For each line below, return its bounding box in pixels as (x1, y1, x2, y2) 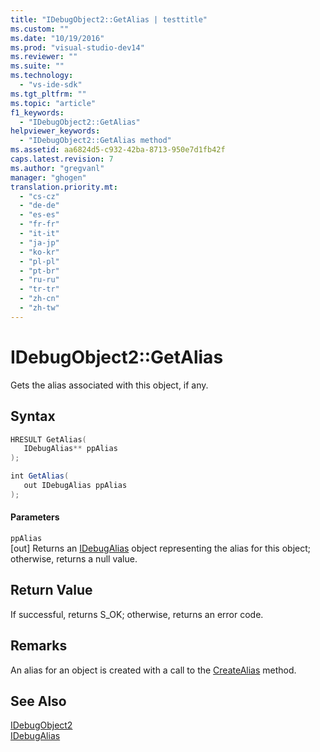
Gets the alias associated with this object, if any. (10, 379, 209, 391)
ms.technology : (10, 71, 74, 81)
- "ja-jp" (19, 237, 60, 248)
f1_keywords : (10, 107, 65, 118)
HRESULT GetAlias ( (10, 434, 87, 445)
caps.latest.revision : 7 (10, 154, 114, 164)
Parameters (10, 511, 60, 523)
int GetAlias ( (10, 471, 70, 481)
